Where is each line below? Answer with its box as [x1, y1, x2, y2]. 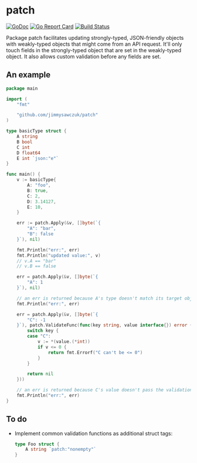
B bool [16, 139, 33, 145]
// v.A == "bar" [16, 258, 57, 264]
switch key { [27, 328, 59, 334]
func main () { [6, 171, 41, 178]
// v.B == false [16, 263, 57, 270]
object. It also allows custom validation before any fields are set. [6, 53, 161, 60]
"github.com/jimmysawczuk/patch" [16, 112, 98, 118]
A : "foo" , [27, 182, 51, 188]
